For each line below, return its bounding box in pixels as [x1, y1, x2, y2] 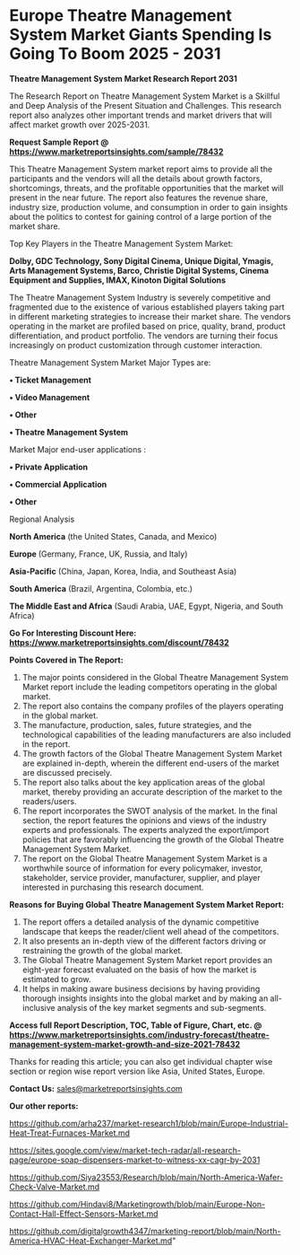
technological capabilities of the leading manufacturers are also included [21, 729, 291, 740]
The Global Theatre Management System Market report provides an [21, 954, 273, 965]
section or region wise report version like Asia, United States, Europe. [9, 1066, 266, 1076]
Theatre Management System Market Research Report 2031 [9, 73, 237, 83]
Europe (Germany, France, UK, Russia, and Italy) [9, 549, 188, 559]
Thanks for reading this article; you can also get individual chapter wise [9, 1056, 273, 1066]
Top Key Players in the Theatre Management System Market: [9, 238, 234, 249]
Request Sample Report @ [9, 136, 109, 147]
